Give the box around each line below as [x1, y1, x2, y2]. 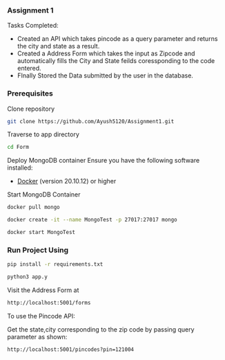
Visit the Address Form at [7, 286, 79, 294]
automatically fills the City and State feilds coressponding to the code [17, 57, 215, 65]
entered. [17, 64, 41, 73]
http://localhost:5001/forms [7, 300, 91, 307]
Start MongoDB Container [7, 190, 81, 199]
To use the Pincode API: [7, 312, 76, 320]
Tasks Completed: [7, 21, 59, 30]
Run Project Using [7, 245, 69, 255]
